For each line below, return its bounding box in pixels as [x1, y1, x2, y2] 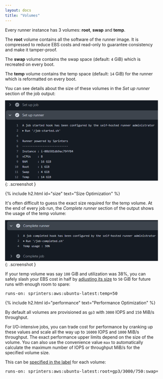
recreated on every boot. [5, 61, 55, 67]
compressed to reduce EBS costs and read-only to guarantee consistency [5, 41, 153, 47]
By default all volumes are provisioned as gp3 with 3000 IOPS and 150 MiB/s [5, 309, 154, 315]
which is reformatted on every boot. [5, 76, 77, 82]
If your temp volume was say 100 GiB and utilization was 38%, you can [5, 271, 146, 277]
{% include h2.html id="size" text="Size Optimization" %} [5, 190, 120, 197]
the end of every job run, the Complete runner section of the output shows [5, 205, 154, 211]
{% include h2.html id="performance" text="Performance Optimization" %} [5, 300, 156, 306]
